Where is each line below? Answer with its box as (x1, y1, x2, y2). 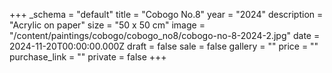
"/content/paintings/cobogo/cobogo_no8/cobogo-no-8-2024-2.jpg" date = (9, 30, 321, 41)
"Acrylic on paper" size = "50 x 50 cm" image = (9, 19, 206, 31)
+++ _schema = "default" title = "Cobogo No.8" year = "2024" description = (9, 9, 324, 20)
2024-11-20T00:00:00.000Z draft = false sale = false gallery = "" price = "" (9, 40, 319, 52)
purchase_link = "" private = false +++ (9, 51, 167, 63)
